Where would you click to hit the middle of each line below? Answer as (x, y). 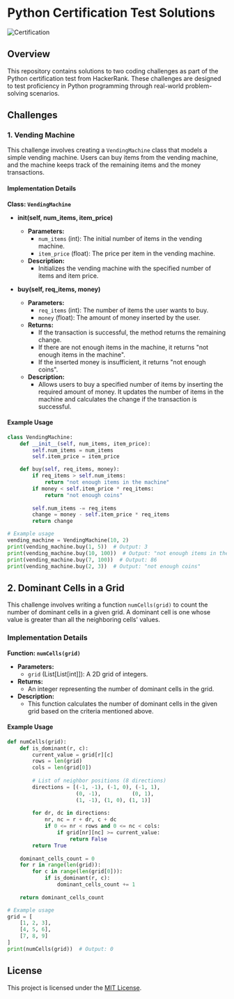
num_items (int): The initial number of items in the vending (120, 238)
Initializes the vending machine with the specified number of (125, 268)
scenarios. (45, 93)
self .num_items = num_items (73, 450)
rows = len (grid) (57, 761)
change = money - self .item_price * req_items (101, 515)
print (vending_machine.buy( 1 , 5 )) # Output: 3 (78, 547)
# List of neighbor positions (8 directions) (100, 781)
